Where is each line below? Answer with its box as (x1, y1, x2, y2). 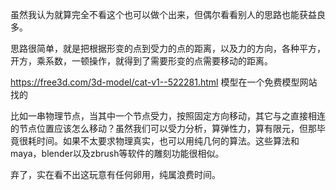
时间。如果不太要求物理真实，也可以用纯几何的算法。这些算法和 (36, 135, 300, 147)
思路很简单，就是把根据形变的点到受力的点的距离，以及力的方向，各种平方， (10, 43, 326, 54)
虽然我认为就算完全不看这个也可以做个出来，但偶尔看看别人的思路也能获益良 (10, 9, 326, 20)
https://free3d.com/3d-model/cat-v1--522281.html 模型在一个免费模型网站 (10, 76, 318, 88)
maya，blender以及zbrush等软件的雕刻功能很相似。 (10, 148, 225, 159)
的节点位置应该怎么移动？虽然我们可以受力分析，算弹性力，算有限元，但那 (10, 123, 317, 134)
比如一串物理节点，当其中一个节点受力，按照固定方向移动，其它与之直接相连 (10, 110, 326, 122)
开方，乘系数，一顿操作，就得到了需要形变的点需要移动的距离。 (10, 55, 273, 67)
